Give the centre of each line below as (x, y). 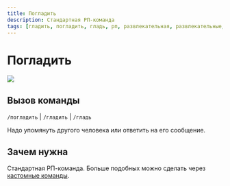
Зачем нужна (38, 152)
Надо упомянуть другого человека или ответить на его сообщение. (106, 130)
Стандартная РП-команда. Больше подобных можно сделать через (106, 168)
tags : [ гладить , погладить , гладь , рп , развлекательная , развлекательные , (116, 26)
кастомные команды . (38, 175)
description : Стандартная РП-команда (61, 20)
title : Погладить (32, 13)
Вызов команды (43, 100)
